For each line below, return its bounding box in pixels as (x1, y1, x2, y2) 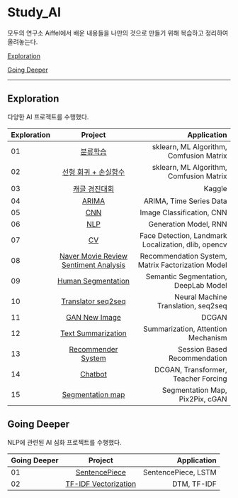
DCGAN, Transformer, (154, 364, 227, 374)
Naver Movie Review (59, 251, 128, 261)
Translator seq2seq (61, 296, 126, 306)
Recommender (69, 344, 118, 354)
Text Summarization (59, 328, 127, 338)
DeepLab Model (174, 280, 227, 290)
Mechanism (188, 332, 227, 342)
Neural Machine (174, 292, 227, 302)
